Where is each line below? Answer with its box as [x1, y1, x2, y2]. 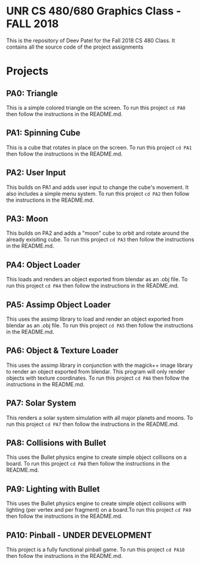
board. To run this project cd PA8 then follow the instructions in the [6, 460, 170, 467]
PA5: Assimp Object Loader [6, 299, 111, 310]
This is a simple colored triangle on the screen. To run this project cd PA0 [6, 104, 186, 111]
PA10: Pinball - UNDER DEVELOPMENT [6, 530, 152, 540]
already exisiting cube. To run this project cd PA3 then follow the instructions [6, 236, 195, 243]
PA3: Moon [6, 213, 49, 223]
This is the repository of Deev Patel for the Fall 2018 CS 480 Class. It [6, 37, 175, 44]
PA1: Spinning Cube [6, 128, 81, 138]
